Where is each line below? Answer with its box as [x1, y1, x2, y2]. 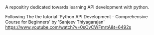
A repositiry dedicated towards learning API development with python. [5, 4, 150, 10]
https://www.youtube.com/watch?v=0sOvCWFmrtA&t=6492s [5, 24, 132, 30]
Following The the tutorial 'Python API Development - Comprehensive [5, 14, 148, 19]
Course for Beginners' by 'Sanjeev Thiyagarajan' [5, 19, 105, 25]
